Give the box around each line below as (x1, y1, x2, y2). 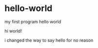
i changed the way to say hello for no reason (4, 37, 94, 43)
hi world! (4, 28, 22, 34)
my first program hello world (4, 19, 62, 24)
